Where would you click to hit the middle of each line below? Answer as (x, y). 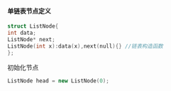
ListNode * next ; (31, 39)
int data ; (22, 33)
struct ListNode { (33, 26)
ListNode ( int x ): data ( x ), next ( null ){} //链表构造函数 (85, 46)
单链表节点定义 (29, 11)
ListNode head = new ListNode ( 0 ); (59, 81)
